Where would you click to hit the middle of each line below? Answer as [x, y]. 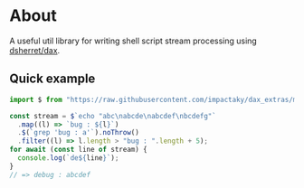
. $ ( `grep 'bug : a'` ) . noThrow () [79, 133]
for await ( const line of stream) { [78, 150]
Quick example [52, 79]
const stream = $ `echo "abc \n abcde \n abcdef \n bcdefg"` [113, 116]
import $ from [36, 99]
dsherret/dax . [35, 50]
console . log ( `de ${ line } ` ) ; [68, 158]
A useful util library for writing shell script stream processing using [133, 41]
